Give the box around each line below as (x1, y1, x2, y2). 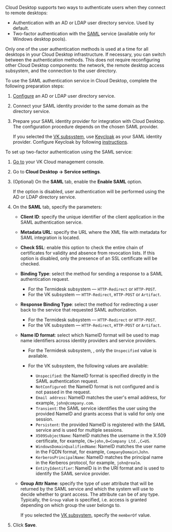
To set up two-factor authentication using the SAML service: (5, 149, 133, 155)
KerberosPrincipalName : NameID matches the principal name (35, 454, 163, 460)
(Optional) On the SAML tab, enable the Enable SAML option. (12, 179, 142, 185)
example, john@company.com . (35, 400, 95, 406)
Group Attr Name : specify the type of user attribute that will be (20, 480, 154, 486)
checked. (20, 261, 40, 267)
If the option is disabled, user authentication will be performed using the (12, 189, 165, 194)
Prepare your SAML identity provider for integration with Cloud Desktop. (12, 118, 165, 124)
